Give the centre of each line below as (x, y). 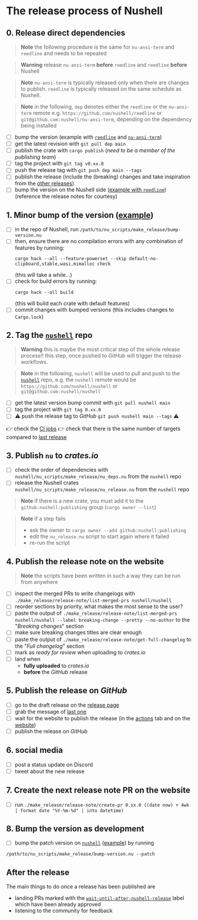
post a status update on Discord (54, 764)
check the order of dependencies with (61, 470)
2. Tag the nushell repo (49, 335)
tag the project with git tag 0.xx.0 (58, 410)
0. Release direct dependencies (66, 33)
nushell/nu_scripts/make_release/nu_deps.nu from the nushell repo (98, 477)
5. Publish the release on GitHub (67, 691)
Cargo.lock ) (29, 317)
